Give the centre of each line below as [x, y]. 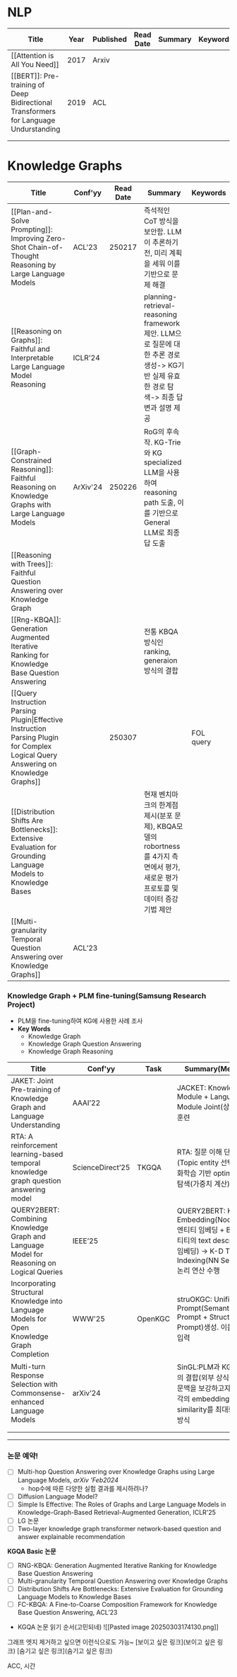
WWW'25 [89, 1319]
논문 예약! [23, 1456]
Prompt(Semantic [206, 1308]
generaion [160, 660]
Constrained [31, 460]
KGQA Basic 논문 [32, 1551]
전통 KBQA [161, 631]
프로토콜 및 [161, 888]
